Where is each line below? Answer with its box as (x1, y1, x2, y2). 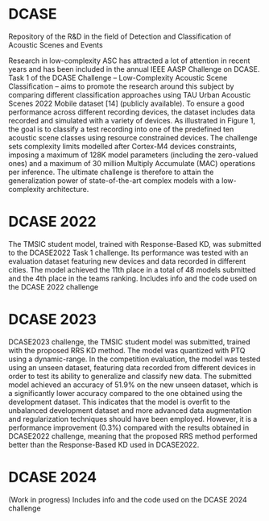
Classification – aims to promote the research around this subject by (8, 81, 234, 91)
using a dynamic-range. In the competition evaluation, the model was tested (8, 354, 261, 364)
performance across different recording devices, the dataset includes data (8, 106, 255, 117)
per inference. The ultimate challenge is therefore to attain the (8, 167, 214, 177)
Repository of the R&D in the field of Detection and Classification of (8, 31, 232, 41)
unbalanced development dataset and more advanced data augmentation (8, 405, 252, 415)
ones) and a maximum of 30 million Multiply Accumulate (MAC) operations (8, 158, 256, 168)
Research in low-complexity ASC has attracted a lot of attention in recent (8, 56, 250, 65)
